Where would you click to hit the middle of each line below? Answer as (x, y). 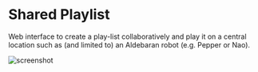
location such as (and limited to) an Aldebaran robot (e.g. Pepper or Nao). (129, 44)
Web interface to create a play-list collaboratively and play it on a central (127, 36)
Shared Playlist (59, 15)
